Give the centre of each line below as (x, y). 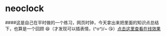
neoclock (25, 9)
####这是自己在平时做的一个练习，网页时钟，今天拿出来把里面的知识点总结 (82, 22)
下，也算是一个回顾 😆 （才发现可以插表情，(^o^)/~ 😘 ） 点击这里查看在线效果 (83, 28)
